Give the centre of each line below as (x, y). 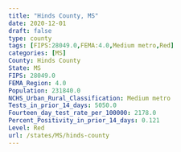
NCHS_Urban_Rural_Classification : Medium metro (90, 98)
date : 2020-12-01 (37, 23)
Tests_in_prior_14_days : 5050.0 (62, 105)
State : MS (25, 68)
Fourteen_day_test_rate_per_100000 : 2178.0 (82, 113)
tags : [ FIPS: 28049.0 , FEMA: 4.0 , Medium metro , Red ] (91, 46)
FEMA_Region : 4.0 (37, 83)
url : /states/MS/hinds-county (59, 135)
